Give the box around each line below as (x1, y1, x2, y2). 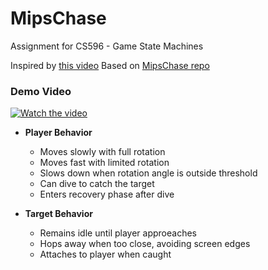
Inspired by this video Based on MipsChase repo (10, 59, 210, 71)
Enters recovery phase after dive (39, 188, 175, 201)
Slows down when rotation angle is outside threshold (39, 167, 258, 179)
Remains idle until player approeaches (39, 227, 197, 239)
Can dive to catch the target (39, 178, 155, 190)
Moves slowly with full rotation (39, 146, 166, 158)
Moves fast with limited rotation (39, 157, 170, 169)
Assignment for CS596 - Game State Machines (10, 40, 204, 52)
